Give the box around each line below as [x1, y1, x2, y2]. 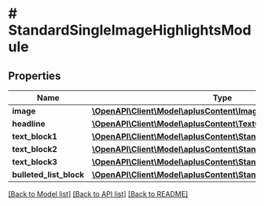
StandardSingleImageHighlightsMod [8, 21, 251, 39]
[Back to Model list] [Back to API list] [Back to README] [8, 190, 189, 198]
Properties [8, 69, 61, 82]
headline [12, 118, 46, 129]
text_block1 [12, 131, 57, 142]
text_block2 [12, 144, 57, 154]
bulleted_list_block [12, 169, 85, 180]
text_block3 [12, 157, 57, 167]
